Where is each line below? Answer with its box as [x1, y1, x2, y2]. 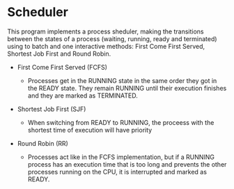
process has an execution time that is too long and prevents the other [27, 160, 227, 168]
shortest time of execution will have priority [27, 126, 153, 134]
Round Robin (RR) [17, 139, 68, 147]
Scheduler [7, 4, 68, 20]
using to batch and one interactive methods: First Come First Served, [7, 42, 205, 50]
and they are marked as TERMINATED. [27, 91, 138, 100]
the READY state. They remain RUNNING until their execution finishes [27, 84, 227, 92]
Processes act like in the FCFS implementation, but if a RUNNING [27, 153, 214, 161]
